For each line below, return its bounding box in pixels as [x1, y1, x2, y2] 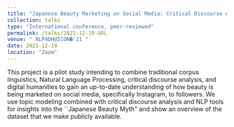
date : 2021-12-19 [7, 42, 58, 49]
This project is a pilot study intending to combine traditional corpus [7, 67, 200, 76]
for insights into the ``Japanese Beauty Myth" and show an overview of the [7, 105, 222, 113]
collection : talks [7, 17, 61, 24]
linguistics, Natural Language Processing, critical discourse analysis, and [7, 75, 217, 83]
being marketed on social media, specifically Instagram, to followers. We [7, 90, 216, 98]
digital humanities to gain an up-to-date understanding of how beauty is [7, 83, 214, 91]
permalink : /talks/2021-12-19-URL [7, 29, 108, 37]
